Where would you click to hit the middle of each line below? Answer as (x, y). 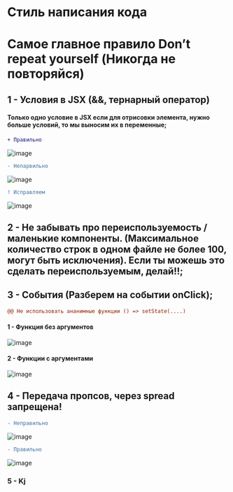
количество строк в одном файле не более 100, (117, 249)
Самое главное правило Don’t (99, 44)
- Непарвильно (28, 166)
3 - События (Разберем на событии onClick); (110, 295)
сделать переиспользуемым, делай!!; (95, 271)
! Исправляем (26, 192)
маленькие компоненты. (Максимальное (103, 238)
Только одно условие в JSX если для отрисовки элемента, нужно (108, 118)
